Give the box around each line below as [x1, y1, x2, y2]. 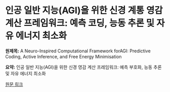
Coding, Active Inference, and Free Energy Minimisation [5, 53, 122, 59]
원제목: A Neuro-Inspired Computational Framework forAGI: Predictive [5, 48, 151, 54]
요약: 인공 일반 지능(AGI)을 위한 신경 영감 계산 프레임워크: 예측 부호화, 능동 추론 [5, 64, 162, 70]
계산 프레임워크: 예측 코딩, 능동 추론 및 [5, 17, 155, 29]
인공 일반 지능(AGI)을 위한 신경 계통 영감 [5, 5, 163, 16]
